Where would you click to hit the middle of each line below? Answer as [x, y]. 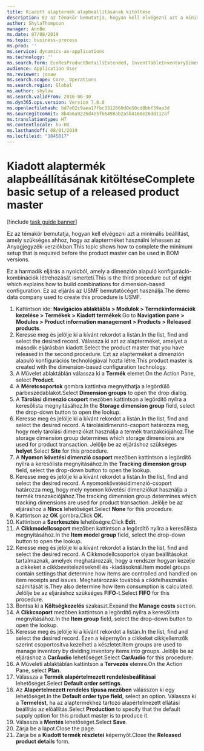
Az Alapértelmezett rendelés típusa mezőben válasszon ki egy [95, 690]
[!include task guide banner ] [42, 222]
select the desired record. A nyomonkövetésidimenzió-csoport [94, 483]
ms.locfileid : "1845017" [38, 136]
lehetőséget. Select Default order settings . [69, 683]
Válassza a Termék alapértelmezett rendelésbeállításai [86, 677]
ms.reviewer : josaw [31, 74]
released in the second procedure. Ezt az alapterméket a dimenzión [100, 354]
